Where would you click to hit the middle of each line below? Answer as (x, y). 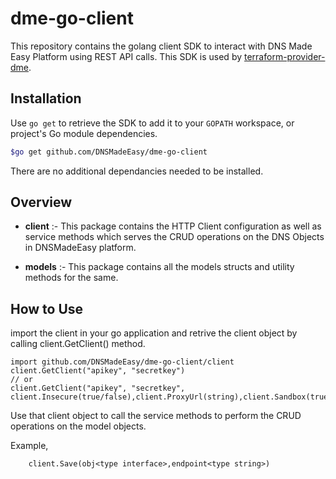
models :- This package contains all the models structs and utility (159, 267)
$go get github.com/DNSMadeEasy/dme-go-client (109, 152)
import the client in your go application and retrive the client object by (154, 333)
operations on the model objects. (78, 426)
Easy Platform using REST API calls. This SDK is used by (126, 56)
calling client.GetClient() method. (78, 344)
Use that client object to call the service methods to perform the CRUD (156, 416)
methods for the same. (71, 278)
